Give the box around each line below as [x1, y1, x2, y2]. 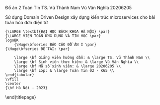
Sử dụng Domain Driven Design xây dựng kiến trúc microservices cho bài [5, 14, 156, 20]
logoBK [5, 38, 19, 43]
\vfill [5, 77, 19, 82]
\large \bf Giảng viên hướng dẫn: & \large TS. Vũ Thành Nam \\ [14, 55, 150, 60]
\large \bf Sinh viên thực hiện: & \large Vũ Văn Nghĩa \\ [14, 59, 139, 64]
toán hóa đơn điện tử [5, 20, 48, 25]
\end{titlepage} [5, 94, 36, 100]
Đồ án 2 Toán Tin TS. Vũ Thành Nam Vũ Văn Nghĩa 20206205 [5, 5, 132, 10]
